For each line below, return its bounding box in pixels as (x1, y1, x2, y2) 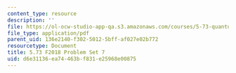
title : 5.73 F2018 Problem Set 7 (7, 49, 105, 56)
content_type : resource (7, 10, 77, 17)
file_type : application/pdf (7, 29, 90, 37)
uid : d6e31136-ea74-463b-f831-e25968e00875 (7, 56, 137, 63)
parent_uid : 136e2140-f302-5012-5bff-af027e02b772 (7, 36, 159, 43)
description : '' (7, 17, 55, 24)
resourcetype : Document (7, 42, 77, 49)
